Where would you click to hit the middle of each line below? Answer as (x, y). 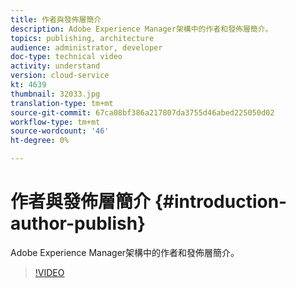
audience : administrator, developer (86, 47)
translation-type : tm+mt (62, 103)
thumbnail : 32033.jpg (55, 94)
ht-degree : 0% (40, 141)
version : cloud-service (60, 76)
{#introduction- (221, 202)
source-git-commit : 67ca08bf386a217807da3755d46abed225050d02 (142, 112)
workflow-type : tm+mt (55, 122)
